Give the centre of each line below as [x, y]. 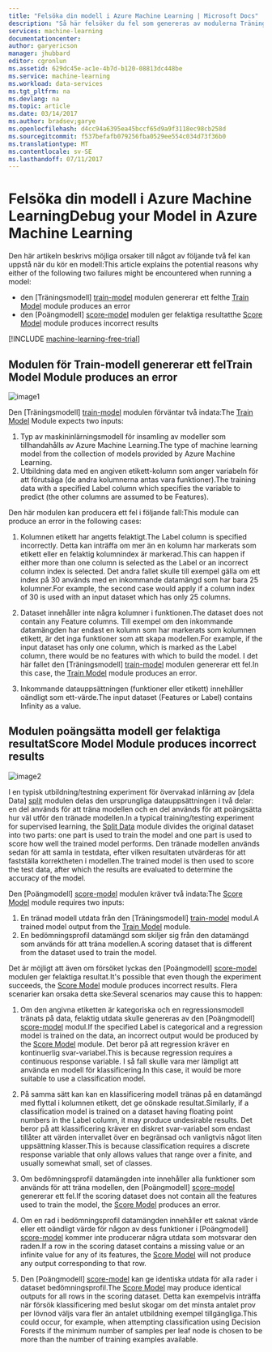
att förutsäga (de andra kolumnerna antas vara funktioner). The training [138, 480]
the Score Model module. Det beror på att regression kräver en [125, 1044]
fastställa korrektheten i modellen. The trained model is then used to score [131, 860]
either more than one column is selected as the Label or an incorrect [134, 563]
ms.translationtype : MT [49, 144]
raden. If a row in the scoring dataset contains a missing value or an [132, 1246]
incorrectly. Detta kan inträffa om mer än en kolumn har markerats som [138, 545]
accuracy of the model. [47, 878]
